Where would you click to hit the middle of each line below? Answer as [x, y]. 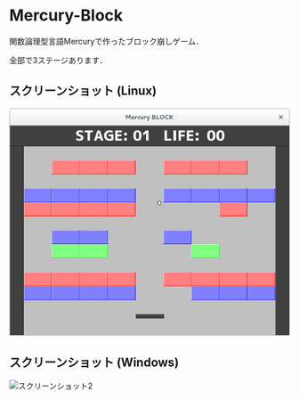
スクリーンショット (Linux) [83, 91]
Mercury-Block [66, 16]
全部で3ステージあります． [58, 60]
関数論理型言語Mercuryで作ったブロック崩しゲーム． [107, 41]
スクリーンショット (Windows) [94, 363]
